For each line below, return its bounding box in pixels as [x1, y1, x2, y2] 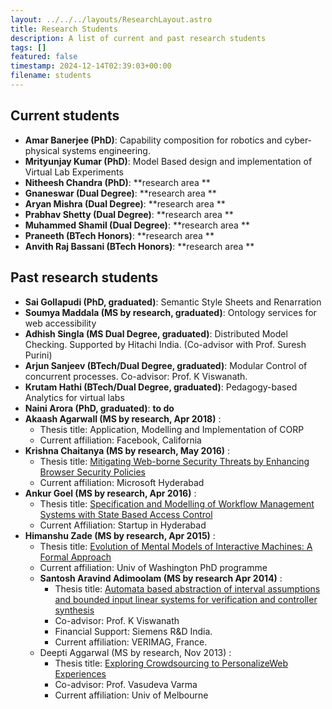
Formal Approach [39, 551, 112, 563]
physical [24, 144, 60, 156]
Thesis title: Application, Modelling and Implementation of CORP [39, 423, 305, 435]
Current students [10, 107, 120, 125]
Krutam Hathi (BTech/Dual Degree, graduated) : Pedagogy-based [24, 381, 298, 393]
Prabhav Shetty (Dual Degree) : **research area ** [24, 208, 234, 220]
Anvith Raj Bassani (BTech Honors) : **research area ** [24, 240, 255, 252]
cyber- [284, 134, 313, 146]
